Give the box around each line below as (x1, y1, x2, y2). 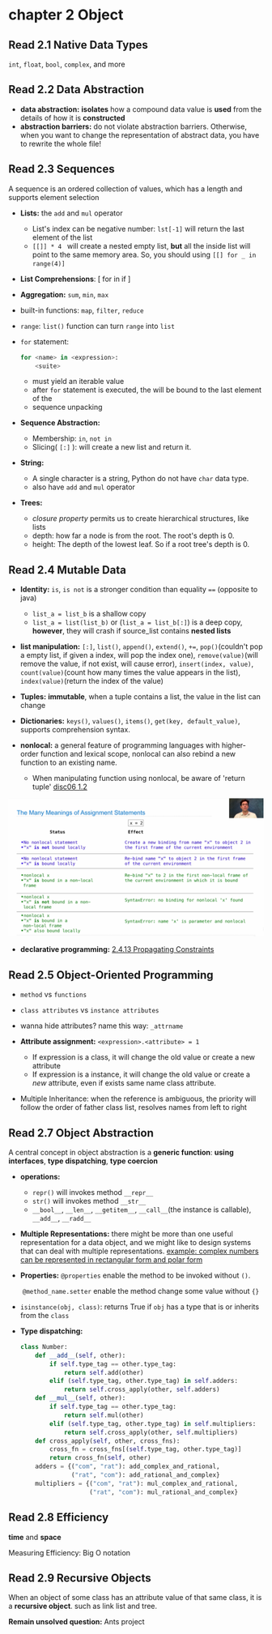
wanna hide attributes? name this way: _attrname (19, 1021, 184, 1030)
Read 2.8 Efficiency (8, 1511, 109, 1525)
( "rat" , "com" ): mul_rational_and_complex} (88, 1488, 239, 1496)
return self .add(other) (63, 1368, 144, 1376)
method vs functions (19, 990, 87, 1000)
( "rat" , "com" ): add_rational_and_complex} (71, 1471, 220, 1479)
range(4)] (32, 259, 66, 268)
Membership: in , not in (32, 433, 112, 443)
